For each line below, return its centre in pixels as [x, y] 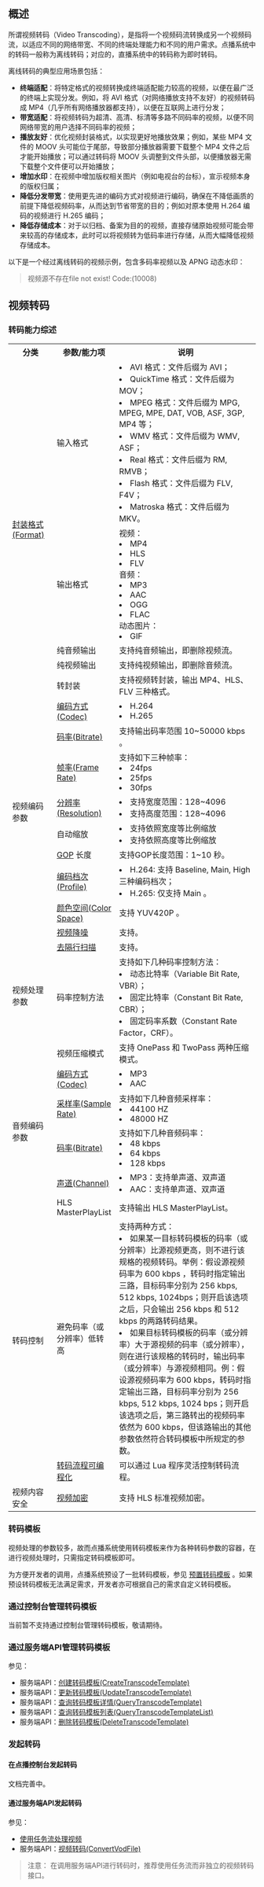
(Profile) [71, 886]
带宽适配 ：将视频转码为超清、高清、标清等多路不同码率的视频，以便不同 [136, 117]
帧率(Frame [78, 767]
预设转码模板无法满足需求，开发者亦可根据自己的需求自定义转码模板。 [122, 1584]
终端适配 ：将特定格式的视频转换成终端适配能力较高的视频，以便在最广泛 [136, 87]
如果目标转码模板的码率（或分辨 [189, 1332]
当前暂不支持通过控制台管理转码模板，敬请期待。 [87, 1625]
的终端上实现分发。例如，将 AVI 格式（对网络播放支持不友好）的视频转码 [137, 98]
